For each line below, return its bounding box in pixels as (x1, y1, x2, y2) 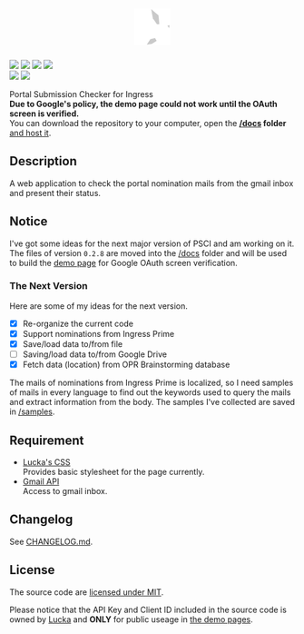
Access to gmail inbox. (22, 485, 108, 496)
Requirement (9, 432, 84, 448)
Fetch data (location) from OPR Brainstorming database (22, 359, 230, 371)
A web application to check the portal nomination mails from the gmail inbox (9, 177, 294, 189)
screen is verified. (9, 108, 80, 119)
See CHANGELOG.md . (9, 536, 93, 547)
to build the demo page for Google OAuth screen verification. (9, 257, 238, 268)
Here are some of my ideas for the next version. (9, 300, 189, 312)
